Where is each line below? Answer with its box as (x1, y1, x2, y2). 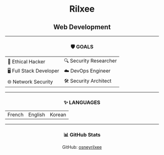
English (28, 111, 45, 118)
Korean (49, 111, 67, 118)
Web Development (53, 23, 111, 31)
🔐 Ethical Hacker (7, 58, 45, 65)
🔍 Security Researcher (64, 58, 117, 64)
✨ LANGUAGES (63, 99, 101, 106)
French (7, 111, 24, 118)
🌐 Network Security (7, 78, 53, 85)
